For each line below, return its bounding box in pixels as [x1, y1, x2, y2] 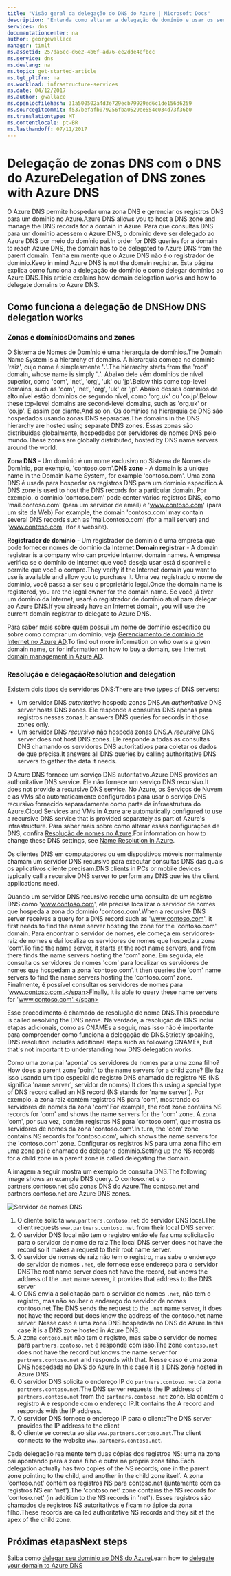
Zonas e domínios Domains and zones [7, 332, 135, 342]
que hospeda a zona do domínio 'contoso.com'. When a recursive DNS [7, 907, 206, 915]
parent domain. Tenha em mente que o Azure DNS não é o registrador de [7, 251, 214, 260]
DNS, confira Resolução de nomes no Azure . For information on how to [7, 829, 206, 837]
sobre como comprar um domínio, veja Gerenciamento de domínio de [7, 630, 204, 639]
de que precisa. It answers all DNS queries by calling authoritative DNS [16, 750, 217, 758]
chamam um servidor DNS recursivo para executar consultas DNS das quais [7, 857, 223, 866]
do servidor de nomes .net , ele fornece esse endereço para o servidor [16, 1261, 218, 1269]
